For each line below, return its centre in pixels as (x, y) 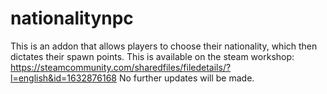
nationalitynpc (72, 18)
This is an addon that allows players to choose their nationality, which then (164, 46)
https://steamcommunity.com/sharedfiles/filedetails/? (121, 67)
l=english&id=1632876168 (64, 78)
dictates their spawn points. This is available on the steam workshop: (152, 56)
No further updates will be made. (186, 78)
